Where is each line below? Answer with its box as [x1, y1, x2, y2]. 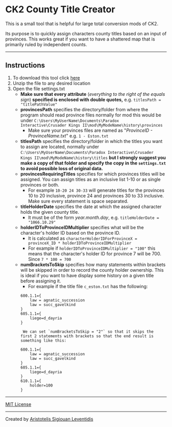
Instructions [5, 61, 45, 70]
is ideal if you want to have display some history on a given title [20, 272, 154, 278]
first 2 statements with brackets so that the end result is [20, 333, 154, 339]
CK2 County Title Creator [5, 4, 115, 15]
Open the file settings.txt [12, 86, 65, 92]
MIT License [5, 401, 32, 407]
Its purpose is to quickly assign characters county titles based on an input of [5, 30, 167, 36]
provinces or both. [20, 181, 59, 188]
